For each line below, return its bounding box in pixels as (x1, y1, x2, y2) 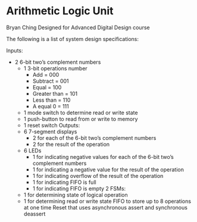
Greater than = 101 (32, 90, 78, 97)
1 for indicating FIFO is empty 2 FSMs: (32, 185, 126, 192)
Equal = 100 (32, 83, 62, 90)
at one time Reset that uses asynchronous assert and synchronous (23, 204, 187, 211)
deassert (23, 210, 46, 217)
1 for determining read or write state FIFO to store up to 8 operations (23, 198, 192, 205)
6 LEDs (23, 147, 42, 154)
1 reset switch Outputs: (23, 121, 80, 129)
